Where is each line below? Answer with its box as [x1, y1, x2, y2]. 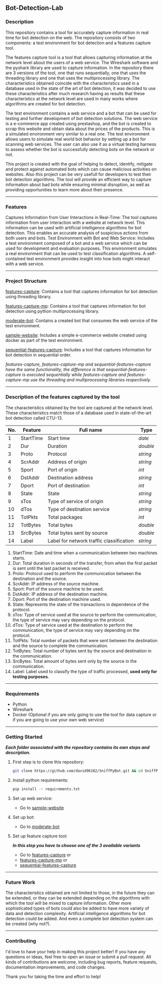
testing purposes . [12, 674, 49, 679]
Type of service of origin [47, 498, 104, 505]
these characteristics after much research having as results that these [5, 90, 145, 96]
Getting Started [5, 733, 43, 740]
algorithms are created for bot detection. [5, 101, 87, 106]
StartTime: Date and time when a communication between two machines [12, 550, 158, 556]
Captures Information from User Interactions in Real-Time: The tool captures [5, 214, 158, 220]
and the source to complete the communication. [12, 643, 108, 648]
